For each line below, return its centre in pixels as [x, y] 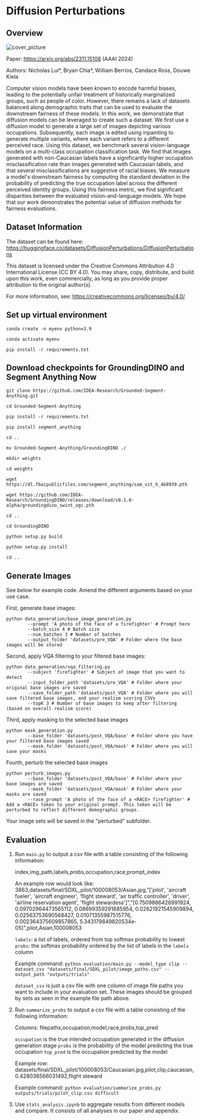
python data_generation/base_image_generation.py [69, 619]
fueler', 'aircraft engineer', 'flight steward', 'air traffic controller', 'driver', [102, 896]
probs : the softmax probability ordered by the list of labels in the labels [102, 946]
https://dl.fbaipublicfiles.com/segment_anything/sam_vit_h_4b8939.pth [97, 485]
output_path [29, 975]
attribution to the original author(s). [49, 285]
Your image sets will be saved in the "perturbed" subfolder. [79, 821]
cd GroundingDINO [28, 526]
